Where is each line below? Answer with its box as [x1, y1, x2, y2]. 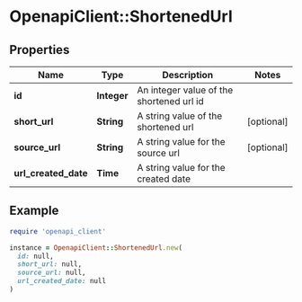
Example [9, 203, 59, 218]
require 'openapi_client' [9, 226, 106, 235]
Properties [9, 42, 70, 58]
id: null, [17, 252, 54, 261]
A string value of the [137, 110, 223, 122]
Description [161, 69, 214, 81]
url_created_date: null [17, 277, 106, 286]
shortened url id [137, 95, 204, 107]
